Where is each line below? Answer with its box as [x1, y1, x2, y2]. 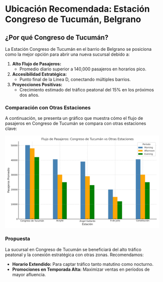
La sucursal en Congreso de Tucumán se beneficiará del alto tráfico [5, 246, 142, 252]
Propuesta [5, 236, 30, 242]
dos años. [19, 92, 40, 98]
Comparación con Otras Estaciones [5, 104, 91, 111]
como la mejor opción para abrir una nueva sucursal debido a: [5, 51, 130, 57]
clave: [5, 126, 17, 131]
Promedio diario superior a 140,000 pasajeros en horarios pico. [19, 66, 146, 72]
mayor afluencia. [12, 271, 46, 277]
